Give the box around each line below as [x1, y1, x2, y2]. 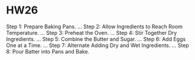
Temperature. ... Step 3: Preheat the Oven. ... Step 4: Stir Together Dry [6, 29, 177, 36]
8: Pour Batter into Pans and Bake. [6, 48, 90, 55]
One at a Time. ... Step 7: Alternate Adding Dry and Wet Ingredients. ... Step [6, 42, 189, 49]
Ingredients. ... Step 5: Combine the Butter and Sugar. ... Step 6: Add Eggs [6, 35, 186, 42]
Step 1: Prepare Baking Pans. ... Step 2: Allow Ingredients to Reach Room [6, 23, 183, 30]
